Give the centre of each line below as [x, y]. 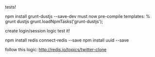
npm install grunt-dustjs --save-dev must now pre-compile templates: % [78, 16]
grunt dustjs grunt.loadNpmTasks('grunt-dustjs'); [54, 21]
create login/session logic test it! [38, 31]
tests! [10, 7]
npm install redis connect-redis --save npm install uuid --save [67, 40]
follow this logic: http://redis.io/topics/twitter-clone [56, 50]
